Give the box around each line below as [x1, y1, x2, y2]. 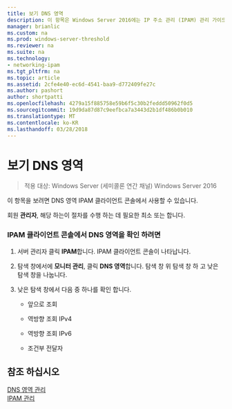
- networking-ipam [7, 61, 60, 68]
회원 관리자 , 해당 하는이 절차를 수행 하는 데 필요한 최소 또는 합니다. [7, 211, 186, 220]
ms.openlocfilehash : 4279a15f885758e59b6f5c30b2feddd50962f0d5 [7, 100, 193, 107]
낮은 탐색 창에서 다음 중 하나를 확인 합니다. [17, 285, 132, 294]
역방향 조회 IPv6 [27, 329, 72, 337]
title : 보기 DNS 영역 [7, 10, 64, 17]
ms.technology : [7, 55, 51, 62]
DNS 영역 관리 [7, 386, 46, 394]
